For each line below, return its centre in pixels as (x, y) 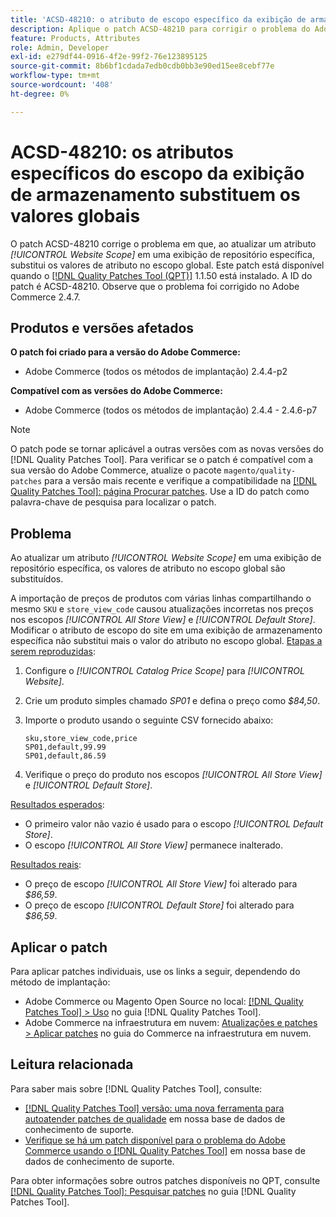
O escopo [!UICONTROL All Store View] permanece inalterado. (154, 845)
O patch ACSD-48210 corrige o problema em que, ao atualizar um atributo (163, 243)
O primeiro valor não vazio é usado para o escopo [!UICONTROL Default (174, 824)
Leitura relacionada (72, 1064)
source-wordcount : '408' (62, 85)
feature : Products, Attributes (75, 38)
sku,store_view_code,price (81, 739)
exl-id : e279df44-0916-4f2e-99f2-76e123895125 (109, 57)
